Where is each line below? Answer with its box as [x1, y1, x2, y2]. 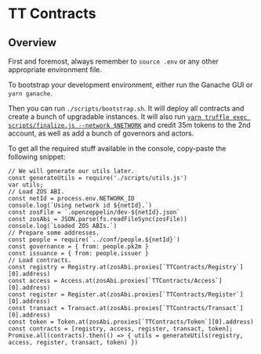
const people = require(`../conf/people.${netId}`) [8, 236, 180, 244]
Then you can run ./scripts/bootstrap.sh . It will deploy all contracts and [8, 103, 245, 113]
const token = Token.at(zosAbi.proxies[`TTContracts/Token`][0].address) [8, 318, 255, 326]
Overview [8, 36, 57, 49]
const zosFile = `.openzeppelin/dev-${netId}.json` [8, 208, 180, 216]
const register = [8, 291, 65, 298]
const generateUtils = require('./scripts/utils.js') [8, 174, 188, 182]
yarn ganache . [8, 88, 53, 98]
